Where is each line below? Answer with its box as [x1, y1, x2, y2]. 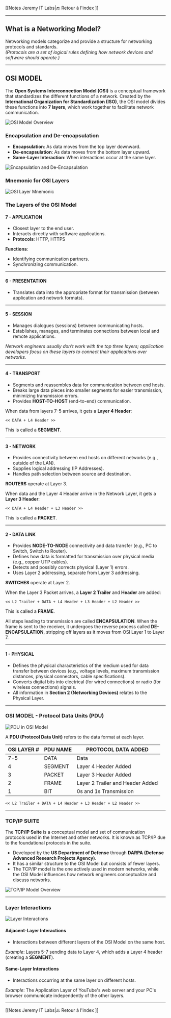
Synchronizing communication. [12, 261, 78, 267]
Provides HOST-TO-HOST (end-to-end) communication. [12, 398, 131, 404]
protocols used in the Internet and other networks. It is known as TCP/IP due [5, 834, 166, 840]
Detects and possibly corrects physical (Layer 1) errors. [12, 564, 129, 570]
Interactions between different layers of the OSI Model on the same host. [12, 939, 165, 945]
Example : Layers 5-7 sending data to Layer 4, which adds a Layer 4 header [5, 949, 163, 955]
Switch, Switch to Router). [12, 548, 68, 554]
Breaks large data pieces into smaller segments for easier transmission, [12, 387, 163, 393]
